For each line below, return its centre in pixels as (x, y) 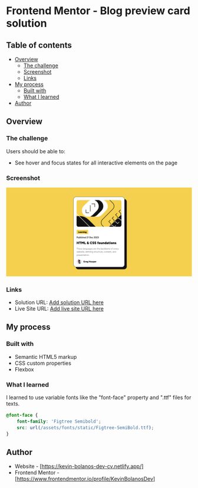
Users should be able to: (36, 151)
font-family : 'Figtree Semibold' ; (59, 421)
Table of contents (39, 45)
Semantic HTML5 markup (46, 357)
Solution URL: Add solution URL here (59, 302)
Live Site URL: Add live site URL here (59, 308)
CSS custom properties (43, 363)
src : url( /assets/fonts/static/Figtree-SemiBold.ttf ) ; (85, 428)
